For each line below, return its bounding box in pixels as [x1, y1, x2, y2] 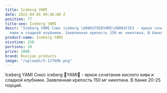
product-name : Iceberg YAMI [5, 35, 64, 40]
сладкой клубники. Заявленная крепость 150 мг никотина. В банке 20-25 [5, 77, 161, 83]
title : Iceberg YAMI [5, 7, 48, 12]
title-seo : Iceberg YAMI [5, 21, 57, 26]
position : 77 [5, 16, 32, 21]
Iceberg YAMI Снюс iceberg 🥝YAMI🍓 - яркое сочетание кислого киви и [5, 72, 154, 78]
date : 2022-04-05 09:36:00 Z [5, 12, 66, 17]
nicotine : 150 [5, 40, 35, 45]
